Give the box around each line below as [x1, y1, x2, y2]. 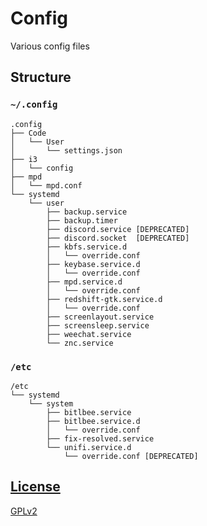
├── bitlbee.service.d [46, 416, 141, 426]
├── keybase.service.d [46, 259, 141, 269]
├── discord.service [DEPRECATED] [46, 224, 190, 234]
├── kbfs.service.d [46, 242, 128, 252]
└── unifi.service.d [46, 442, 132, 452]
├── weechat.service [46, 329, 132, 339]
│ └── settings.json [10, 145, 123, 156]
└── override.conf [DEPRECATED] [63, 451, 199, 461]
